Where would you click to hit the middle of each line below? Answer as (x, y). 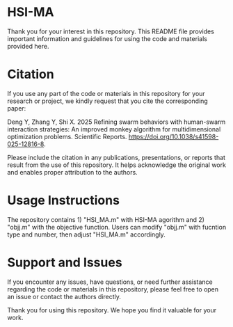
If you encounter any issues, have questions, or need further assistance (110, 282)
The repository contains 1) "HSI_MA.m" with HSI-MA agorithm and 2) (106, 219)
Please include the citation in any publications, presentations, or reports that (116, 157)
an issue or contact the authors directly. (64, 296)
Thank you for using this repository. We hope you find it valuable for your (112, 310)
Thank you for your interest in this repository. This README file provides (111, 31)
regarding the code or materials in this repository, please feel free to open (113, 289)
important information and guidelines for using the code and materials (107, 38)
